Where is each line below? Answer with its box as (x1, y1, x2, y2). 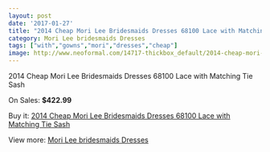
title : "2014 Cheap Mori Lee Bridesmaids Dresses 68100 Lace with (8, 27, 235, 35)
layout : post (8, 11, 52, 20)
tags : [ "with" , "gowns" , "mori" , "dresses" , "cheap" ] (8, 42, 178, 50)
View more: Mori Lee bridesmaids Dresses (8, 135, 149, 145)
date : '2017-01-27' (8, 19, 74, 27)
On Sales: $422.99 (8, 96, 72, 105)
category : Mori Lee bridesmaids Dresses (8, 34, 146, 43)
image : (8, 49, 31, 57)
